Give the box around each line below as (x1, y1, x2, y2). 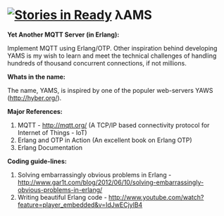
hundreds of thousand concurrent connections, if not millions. (7, 58, 187, 67)
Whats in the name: (7, 72, 66, 81)
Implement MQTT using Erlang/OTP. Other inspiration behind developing (7, 44, 218, 52)
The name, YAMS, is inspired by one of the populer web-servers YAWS (7, 86, 213, 94)
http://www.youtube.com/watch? (108, 193, 204, 201)
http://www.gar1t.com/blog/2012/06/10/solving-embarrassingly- (17, 178, 204, 186)
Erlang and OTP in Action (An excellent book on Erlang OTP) (17, 136, 192, 144)
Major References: (7, 107, 63, 115)
